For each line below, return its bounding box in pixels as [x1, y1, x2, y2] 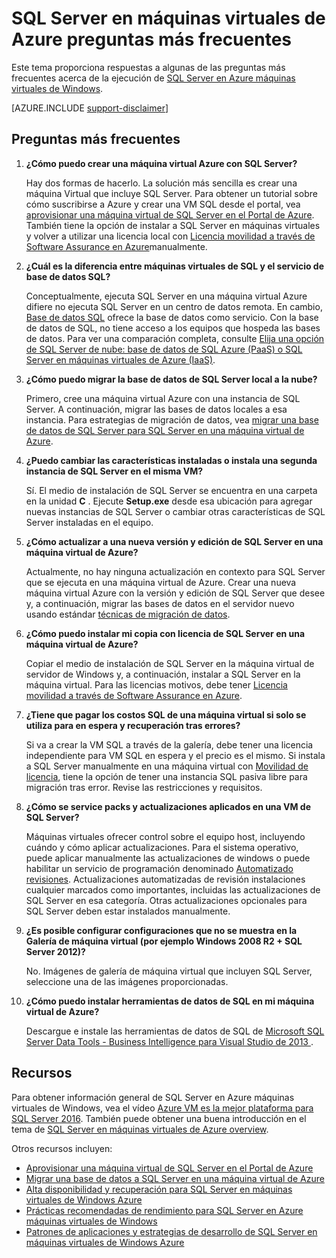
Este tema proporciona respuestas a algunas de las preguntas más [11, 61, 286, 73]
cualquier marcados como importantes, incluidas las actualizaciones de [25, 883, 321, 896]
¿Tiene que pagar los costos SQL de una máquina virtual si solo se [25, 708, 307, 721]
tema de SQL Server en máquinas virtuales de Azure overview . [11, 1123, 269, 1135]
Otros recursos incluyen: [11, 1142, 113, 1154]
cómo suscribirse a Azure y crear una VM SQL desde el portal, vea [25, 198, 301, 210]
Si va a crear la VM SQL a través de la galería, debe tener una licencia [25, 738, 314, 751]
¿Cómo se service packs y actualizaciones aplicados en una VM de [25, 800, 312, 812]
